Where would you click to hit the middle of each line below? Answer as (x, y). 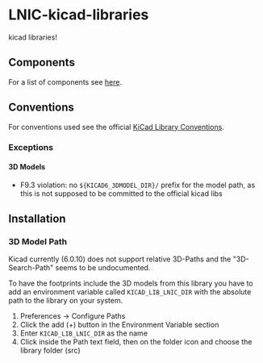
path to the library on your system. (66, 301)
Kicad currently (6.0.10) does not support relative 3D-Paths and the (120, 259)
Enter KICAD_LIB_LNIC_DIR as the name (83, 333)
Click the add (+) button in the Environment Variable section (119, 325)
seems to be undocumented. (103, 268)
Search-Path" (31, 268)
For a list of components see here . (65, 81)
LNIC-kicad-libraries (79, 15)
